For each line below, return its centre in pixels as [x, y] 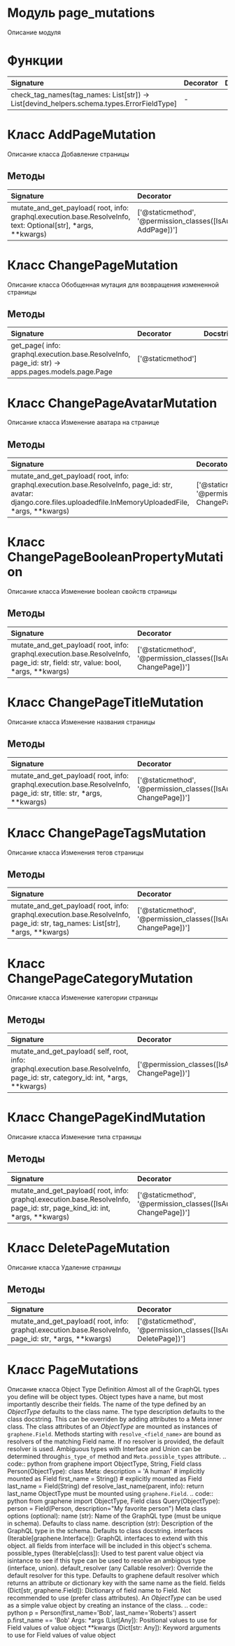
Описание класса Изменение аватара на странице [83, 423]
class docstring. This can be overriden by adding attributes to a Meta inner [115, 1419]
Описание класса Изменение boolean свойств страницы [92, 592]
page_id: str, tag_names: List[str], [66, 923]
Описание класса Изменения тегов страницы [76, 852]
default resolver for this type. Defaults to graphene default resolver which [113, 1575]
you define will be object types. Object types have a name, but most [106, 1396]
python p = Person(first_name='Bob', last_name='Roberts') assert [102, 1612]
